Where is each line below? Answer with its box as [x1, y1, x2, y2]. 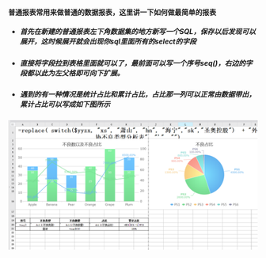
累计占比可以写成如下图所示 [19, 99, 111, 108]
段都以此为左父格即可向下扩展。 [19, 68, 124, 78]
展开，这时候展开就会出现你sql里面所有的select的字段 [19, 36, 196, 47]
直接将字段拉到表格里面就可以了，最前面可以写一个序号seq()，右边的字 [19, 58, 253, 67]
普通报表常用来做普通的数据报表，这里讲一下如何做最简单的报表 [8, 7, 216, 17]
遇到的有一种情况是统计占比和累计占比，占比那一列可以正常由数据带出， [19, 89, 256, 99]
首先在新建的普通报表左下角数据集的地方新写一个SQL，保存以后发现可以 [19, 27, 256, 36]
